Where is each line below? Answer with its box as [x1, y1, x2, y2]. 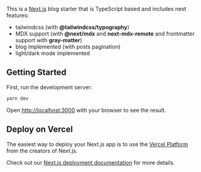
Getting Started [6, 67, 67, 78]
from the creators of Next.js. [6, 147, 78, 154]
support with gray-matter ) [15, 37, 83, 43]
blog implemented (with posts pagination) [15, 43, 121, 50]
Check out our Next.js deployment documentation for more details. [6, 159, 175, 166]
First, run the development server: [6, 83, 93, 91]
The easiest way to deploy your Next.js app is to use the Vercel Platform [6, 140, 189, 148]
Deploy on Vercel [6, 124, 74, 135]
